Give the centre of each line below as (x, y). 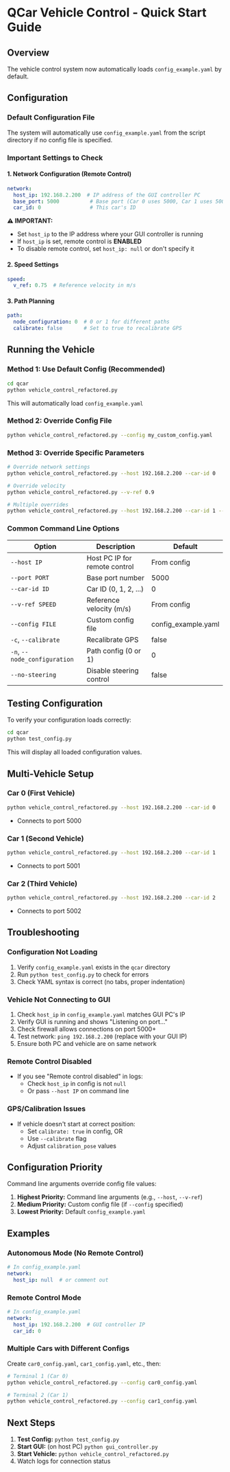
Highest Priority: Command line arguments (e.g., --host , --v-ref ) (110, 1197)
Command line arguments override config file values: (82, 1184)
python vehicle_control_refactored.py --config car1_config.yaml (102, 1401)
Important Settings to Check (55, 157)
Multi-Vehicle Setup (51, 773)
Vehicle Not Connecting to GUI (59, 999)
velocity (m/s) (109, 608)
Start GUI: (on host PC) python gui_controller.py (88, 1447)
